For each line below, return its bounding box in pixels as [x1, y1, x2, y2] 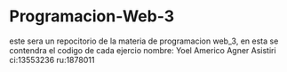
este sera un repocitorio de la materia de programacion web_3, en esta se [9, 36, 279, 46]
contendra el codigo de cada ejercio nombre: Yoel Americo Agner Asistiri [9, 44, 277, 55]
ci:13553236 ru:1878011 [9, 54, 95, 65]
